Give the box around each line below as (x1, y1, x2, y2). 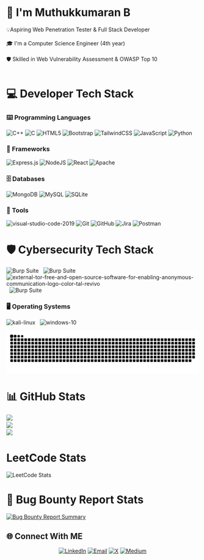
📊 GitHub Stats (6, 389, 86, 404)
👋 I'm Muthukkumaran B (6, 6, 131, 20)
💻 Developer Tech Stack (6, 87, 134, 101)
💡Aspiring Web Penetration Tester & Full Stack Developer (6, 26, 150, 33)
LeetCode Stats (6, 451, 87, 465)
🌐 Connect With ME (6, 531, 83, 542)
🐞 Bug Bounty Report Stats (6, 493, 144, 507)
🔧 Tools (6, 205, 29, 214)
